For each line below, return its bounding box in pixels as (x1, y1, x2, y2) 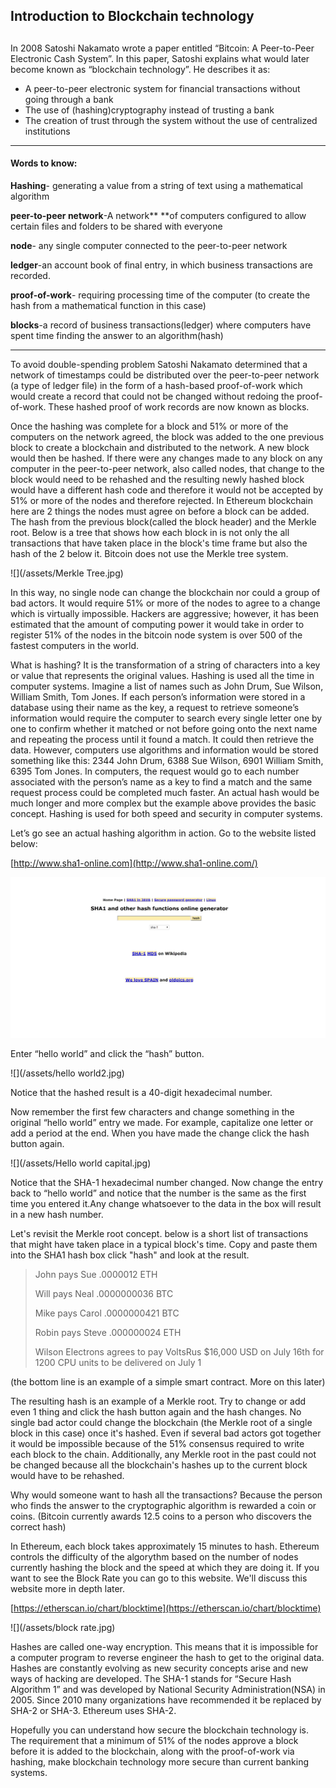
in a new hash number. (10, 1209, 104, 1221)
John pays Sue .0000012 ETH (34, 1269, 158, 1281)
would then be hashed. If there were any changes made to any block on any (10, 452, 323, 464)
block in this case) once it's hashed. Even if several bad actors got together (10, 1427, 322, 1439)
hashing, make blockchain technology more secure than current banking (10, 1756, 310, 1768)
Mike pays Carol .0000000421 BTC (34, 1307, 180, 1319)
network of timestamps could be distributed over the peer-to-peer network (10, 369, 320, 381)
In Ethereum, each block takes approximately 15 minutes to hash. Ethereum (10, 1540, 320, 1553)
